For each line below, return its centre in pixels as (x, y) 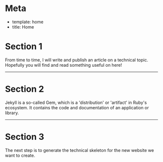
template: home (28, 22)
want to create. (20, 155)
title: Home (23, 27)
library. (12, 113)
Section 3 (25, 137)
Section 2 (25, 89)
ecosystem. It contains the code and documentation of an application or (77, 107)
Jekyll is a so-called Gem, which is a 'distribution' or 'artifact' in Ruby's (76, 103)
